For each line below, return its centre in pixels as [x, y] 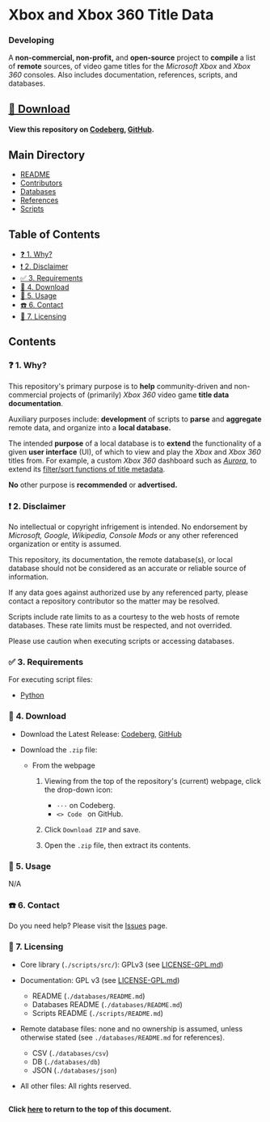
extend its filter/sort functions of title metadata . [87, 469]
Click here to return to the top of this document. [90, 1109]
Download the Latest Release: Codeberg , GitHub [101, 734]
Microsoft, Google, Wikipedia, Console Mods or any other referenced [123, 536]
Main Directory [47, 155]
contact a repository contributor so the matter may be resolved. [114, 601]
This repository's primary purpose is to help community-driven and [120, 386]
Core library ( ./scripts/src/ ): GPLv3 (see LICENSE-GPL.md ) [122, 964]
